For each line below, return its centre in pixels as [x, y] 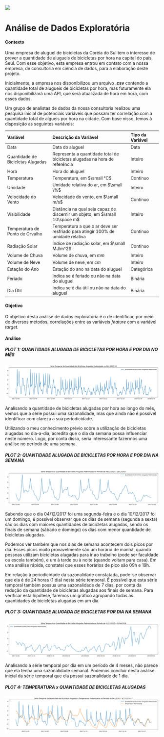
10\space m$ [66, 219]
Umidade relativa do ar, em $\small [88, 185]
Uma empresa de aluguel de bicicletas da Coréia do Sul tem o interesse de [80, 53]
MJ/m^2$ [62, 249]
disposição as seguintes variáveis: [40, 124]
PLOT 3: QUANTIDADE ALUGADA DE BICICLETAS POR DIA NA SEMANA [79, 612]
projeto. [13, 74]
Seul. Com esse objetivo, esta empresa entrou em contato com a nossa [77, 63]
